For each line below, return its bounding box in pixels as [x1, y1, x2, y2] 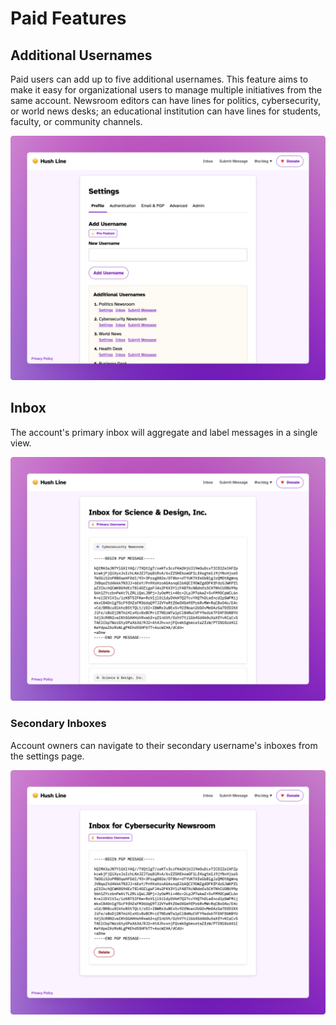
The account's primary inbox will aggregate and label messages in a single [10, 426, 318, 438]
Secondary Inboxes [10, 717, 107, 731]
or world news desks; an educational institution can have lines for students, [10, 105, 322, 117]
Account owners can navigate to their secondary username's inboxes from [10, 739, 318, 751]
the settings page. [10, 750, 85, 762]
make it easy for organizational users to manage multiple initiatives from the [10, 84, 323, 96]
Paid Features [10, 7, 127, 30]
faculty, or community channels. [10, 116, 143, 127]
